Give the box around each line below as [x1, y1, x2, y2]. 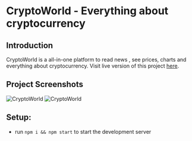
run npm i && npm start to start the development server [14, 128, 152, 135]
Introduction [6, 40, 53, 50]
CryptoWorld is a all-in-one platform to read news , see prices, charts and [6, 56, 187, 63]
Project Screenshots [6, 79, 83, 89]
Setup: [6, 113, 32, 123]
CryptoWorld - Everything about [6, 4, 169, 18]
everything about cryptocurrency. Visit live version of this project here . [6, 62, 180, 69]
